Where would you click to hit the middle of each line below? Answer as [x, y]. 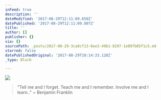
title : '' [15, 28]
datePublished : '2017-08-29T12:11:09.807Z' [50, 23]
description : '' [22, 14]
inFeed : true [18, 10]
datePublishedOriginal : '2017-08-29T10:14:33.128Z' [59, 55]
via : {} [13, 42]
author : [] [16, 32]
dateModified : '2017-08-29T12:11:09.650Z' [49, 19]
